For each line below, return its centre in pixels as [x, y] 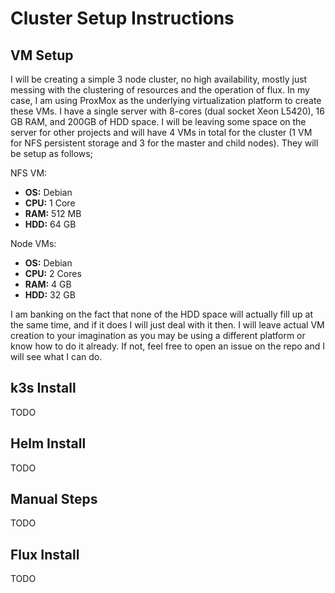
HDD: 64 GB [50, 224]
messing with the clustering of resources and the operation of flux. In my [160, 90]
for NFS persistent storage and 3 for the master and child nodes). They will [164, 143]
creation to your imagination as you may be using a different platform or [158, 335]
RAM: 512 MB [53, 213]
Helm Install [48, 443]
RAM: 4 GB [48, 284]
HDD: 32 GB [50, 295]
